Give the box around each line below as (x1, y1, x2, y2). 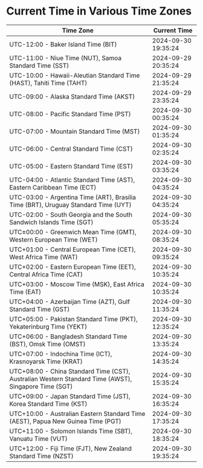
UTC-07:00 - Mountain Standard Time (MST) (9, 127, 140, 136)
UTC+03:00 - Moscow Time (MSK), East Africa (9, 280, 145, 288)
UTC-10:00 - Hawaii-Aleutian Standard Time (9, 71, 140, 79)
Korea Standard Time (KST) (9, 400, 88, 408)
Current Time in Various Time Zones (6, 4, 192, 18)
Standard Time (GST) (9, 305, 70, 313)
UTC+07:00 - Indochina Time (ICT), (9, 349, 112, 358)
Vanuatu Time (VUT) (9, 434, 68, 443)
